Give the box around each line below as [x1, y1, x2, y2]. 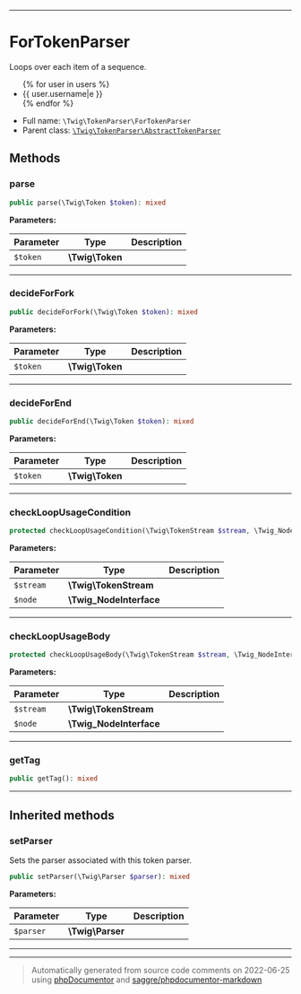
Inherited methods [9, 807, 115, 823]
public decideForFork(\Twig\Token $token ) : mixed [9, 307, 199, 317]
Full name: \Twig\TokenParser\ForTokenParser [21, 115, 192, 126]
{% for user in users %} [21, 78, 110, 90]
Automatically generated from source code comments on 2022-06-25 [30, 964, 290, 975]
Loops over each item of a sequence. [9, 61, 147, 72]
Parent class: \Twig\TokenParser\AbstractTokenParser [21, 125, 221, 135]
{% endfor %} [21, 98, 74, 109]
